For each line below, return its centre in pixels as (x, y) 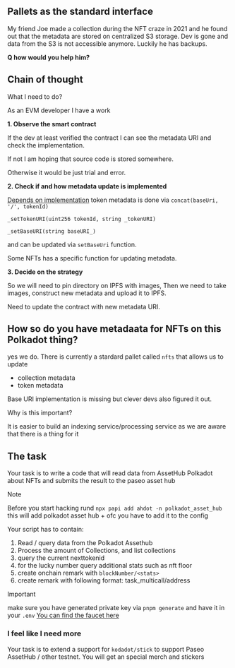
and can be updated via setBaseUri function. (72, 244)
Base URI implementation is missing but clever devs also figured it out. (110, 399)
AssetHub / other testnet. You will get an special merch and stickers (106, 657)
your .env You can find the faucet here (64, 615)
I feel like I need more (44, 633)
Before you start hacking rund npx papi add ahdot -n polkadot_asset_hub (115, 508)
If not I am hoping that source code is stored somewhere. (91, 159)
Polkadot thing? (43, 340)
